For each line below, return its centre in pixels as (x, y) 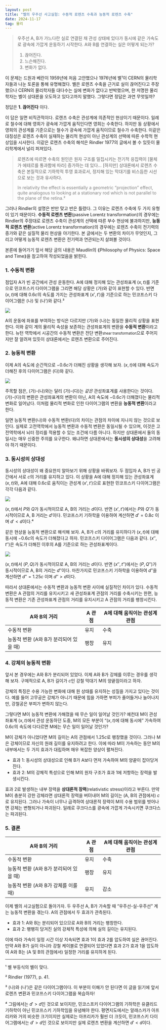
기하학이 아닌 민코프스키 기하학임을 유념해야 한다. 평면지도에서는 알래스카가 (78, 1010)
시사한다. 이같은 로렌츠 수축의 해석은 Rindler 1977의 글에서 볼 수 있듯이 (86, 142)
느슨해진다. (35, 61)
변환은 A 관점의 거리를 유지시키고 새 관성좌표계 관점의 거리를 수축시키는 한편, (79, 594)
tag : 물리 (14, 24)
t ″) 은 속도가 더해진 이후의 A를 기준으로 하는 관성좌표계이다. (62, 545)
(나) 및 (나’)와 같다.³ (45, 301)
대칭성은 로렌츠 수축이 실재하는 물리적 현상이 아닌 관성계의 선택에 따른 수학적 (79, 136)
